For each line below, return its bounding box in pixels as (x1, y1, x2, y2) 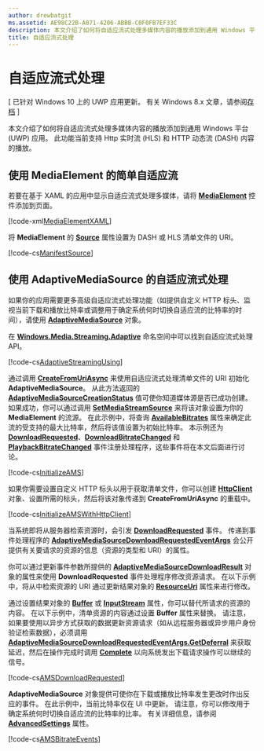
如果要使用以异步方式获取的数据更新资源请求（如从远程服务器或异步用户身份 (8, 617, 256, 627)
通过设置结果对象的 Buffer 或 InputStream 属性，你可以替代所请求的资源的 (8, 598, 251, 607)
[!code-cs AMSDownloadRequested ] (8, 672, 126, 682)
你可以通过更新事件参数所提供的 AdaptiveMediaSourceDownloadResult (8, 562, 244, 571)
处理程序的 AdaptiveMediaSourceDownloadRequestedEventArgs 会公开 (14, 535, 254, 544)
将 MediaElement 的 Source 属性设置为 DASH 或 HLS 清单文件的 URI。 (8, 233, 238, 242)
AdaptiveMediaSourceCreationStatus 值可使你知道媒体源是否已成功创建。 (8, 393, 253, 402)
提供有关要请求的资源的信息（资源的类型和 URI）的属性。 (8, 545, 194, 555)
